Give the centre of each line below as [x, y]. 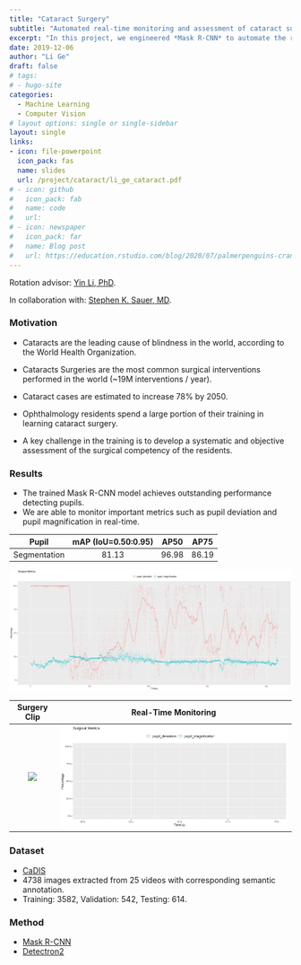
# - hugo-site [36, 85]
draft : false [34, 66]
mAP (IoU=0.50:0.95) [113, 541]
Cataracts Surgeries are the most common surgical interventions [142, 369]
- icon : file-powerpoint [56, 152]
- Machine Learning [54, 104]
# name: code [38, 208]
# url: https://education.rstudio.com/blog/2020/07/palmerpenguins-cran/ [154, 256]
